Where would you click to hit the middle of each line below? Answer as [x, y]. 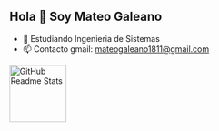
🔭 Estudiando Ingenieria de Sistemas [91, 38]
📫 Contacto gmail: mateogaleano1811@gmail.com [116, 49]
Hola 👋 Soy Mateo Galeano [86, 17]
